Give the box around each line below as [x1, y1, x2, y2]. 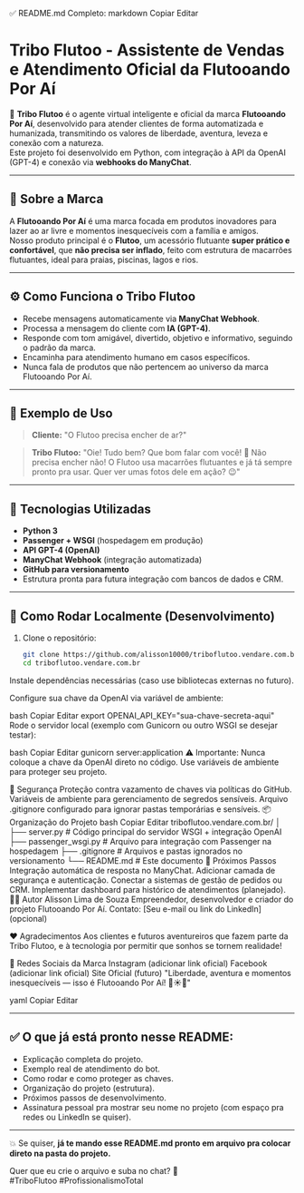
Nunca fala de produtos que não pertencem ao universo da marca [22, 361, 269, 372]
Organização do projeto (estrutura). [22, 1082, 156, 1093]
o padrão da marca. [22, 342, 97, 353]
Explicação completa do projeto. [22, 1053, 144, 1064]
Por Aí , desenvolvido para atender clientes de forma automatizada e [9, 118, 264, 129]
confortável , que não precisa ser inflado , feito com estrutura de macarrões [9, 244, 292, 255]
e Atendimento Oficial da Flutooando [9, 59, 291, 80]
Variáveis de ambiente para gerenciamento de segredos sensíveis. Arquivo [9, 793, 289, 804]
